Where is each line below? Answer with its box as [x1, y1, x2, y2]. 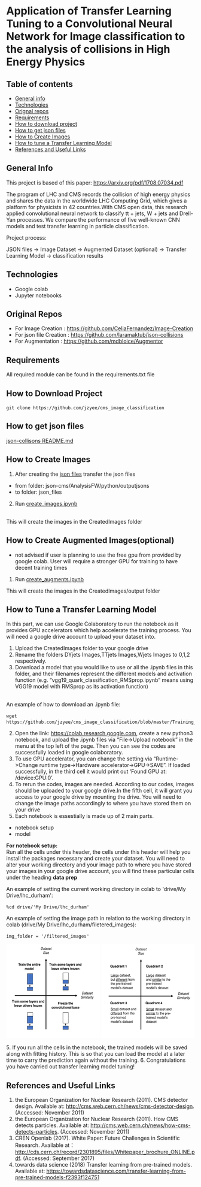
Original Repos [6, 309, 63, 319]
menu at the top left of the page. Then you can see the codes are [14, 742, 176, 750]
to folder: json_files [14, 488, 62, 496]
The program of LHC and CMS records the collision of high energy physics [6, 191, 190, 198]
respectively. [14, 657, 47, 665]
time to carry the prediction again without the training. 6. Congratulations [6, 1056, 186, 1064]
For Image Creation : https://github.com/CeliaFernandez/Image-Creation [14, 325, 193, 332]
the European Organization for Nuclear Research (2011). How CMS [14, 1116, 179, 1123]
